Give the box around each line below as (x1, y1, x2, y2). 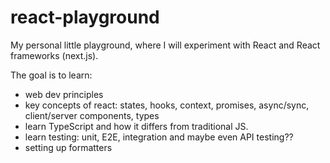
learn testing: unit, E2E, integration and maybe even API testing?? (24, 131, 294, 143)
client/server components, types (24, 109, 160, 121)
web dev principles (24, 88, 104, 100)
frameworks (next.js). (10, 49, 99, 61)
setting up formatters (24, 141, 113, 153)
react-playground (10, 6, 160, 29)
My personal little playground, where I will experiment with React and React (10, 39, 321, 51)
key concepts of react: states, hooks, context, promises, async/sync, (24, 99, 310, 111)
